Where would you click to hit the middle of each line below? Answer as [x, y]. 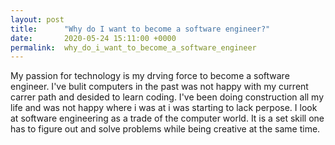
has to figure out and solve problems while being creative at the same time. [165, 129]
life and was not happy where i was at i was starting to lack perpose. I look [164, 108]
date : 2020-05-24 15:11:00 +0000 [93, 38]
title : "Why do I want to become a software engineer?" [140, 29]
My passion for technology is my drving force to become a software [150, 76]
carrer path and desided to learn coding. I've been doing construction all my [167, 97]
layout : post [37, 19]
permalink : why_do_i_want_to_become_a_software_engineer [133, 47]
